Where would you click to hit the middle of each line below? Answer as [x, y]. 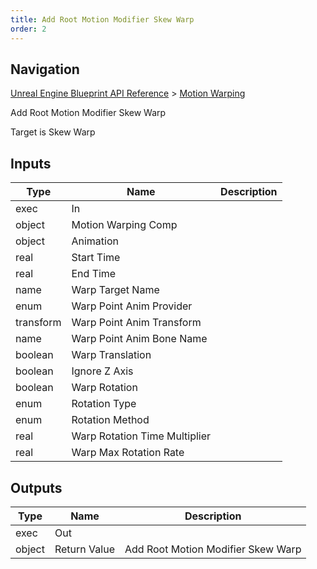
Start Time [96, 258]
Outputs [36, 487]
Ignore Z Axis [102, 371]
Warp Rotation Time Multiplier [141, 436]
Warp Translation [111, 355]
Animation [95, 241]
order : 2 [28, 29]
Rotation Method [110, 420]
